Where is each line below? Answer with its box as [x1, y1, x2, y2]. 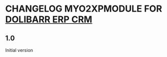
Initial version [5, 47, 34, 53]
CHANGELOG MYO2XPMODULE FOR [5, 3, 162, 15]
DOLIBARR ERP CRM [5, 14, 92, 25]
